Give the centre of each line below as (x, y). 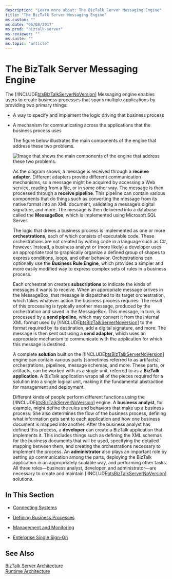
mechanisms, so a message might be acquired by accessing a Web (84, 182)
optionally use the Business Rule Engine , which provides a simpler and (88, 263)
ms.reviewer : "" (23, 34)
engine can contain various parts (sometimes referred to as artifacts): (86, 359)
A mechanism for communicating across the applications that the (82, 125)
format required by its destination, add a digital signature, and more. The (89, 328)
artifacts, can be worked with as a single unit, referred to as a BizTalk (86, 370)
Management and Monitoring (43, 527)
